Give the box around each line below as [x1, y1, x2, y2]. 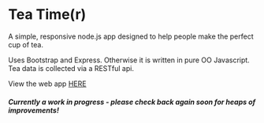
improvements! [8, 105, 59, 115]
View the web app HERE [8, 79, 87, 88]
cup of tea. [8, 39, 43, 49]
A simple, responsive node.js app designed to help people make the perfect [8, 32, 254, 41]
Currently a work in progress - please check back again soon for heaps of [8, 97, 256, 106]
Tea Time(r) [8, 6, 87, 24]
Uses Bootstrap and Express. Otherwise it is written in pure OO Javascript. [8, 55, 250, 65]
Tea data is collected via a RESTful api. [8, 63, 134, 73]
